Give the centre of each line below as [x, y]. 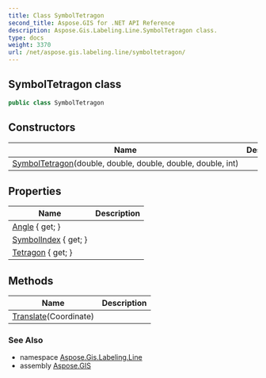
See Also [26, 340]
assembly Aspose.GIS [55, 366]
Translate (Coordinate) [53, 316]
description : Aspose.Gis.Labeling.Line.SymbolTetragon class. [113, 30]
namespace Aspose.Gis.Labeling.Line [81, 357]
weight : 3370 [30, 45]
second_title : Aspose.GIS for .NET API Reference [92, 23]
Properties [35, 191]
